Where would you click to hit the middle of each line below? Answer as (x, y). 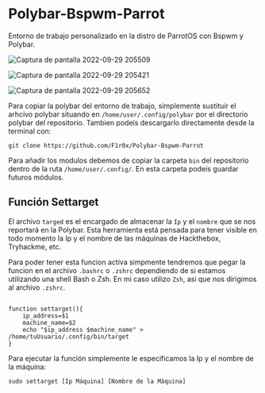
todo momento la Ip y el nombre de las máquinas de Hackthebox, (115, 238)
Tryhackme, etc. (35, 246)
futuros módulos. (36, 177)
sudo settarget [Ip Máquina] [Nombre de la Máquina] (97, 381)
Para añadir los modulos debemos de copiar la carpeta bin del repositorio (129, 160)
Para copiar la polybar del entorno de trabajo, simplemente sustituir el (122, 106)
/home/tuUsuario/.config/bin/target (69, 337)
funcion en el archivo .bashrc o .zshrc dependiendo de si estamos (117, 270)
